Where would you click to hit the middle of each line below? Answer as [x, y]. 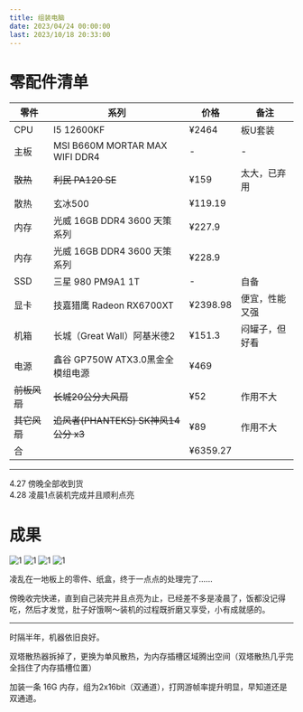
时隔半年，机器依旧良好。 [57, 637]
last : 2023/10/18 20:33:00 [60, 34]
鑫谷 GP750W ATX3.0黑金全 [114, 360]
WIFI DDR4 [77, 157]
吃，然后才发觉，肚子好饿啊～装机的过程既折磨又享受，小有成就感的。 [140, 610]
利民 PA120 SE [85, 180]
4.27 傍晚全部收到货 [46, 483]
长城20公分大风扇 [91, 397]
